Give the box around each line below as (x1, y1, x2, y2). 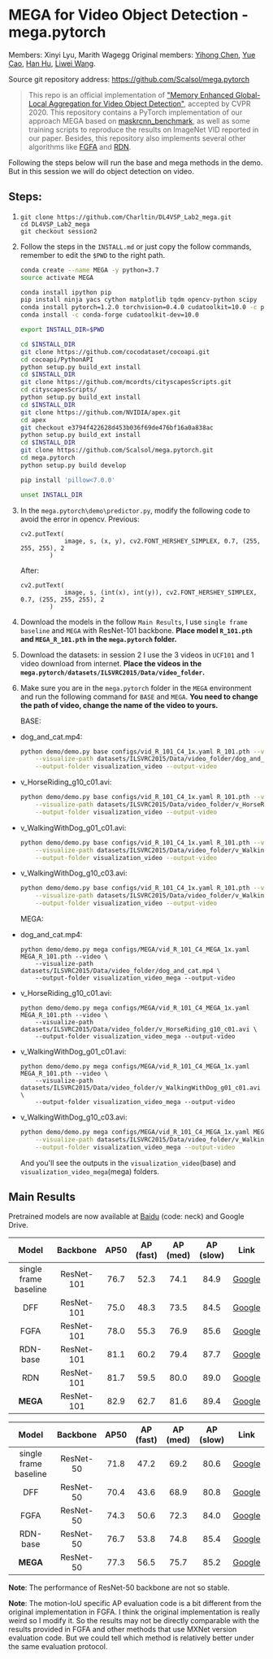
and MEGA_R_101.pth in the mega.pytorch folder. (19, 634, 177, 644)
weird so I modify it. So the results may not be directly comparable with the (8, 1616, 260, 1626)
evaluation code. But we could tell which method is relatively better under (8, 1633, 254, 1643)
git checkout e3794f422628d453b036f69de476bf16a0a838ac (19, 423, 214, 432)
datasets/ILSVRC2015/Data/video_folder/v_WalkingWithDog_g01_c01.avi (19, 1084, 262, 1092)
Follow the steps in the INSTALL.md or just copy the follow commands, (19, 242, 252, 251)
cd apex (19, 416, 46, 424)
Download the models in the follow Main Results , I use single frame (19, 617, 248, 626)
